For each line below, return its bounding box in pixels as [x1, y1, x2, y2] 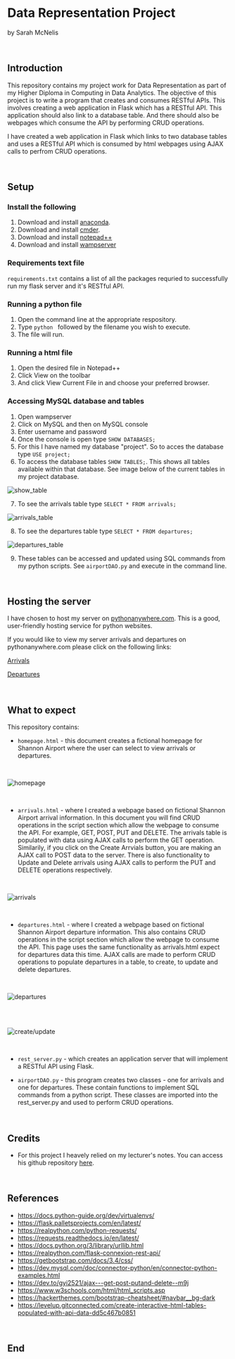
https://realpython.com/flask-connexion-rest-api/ [17, 1248, 160, 1257]
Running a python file [7, 299, 82, 309]
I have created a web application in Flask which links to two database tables [7, 132, 227, 140]
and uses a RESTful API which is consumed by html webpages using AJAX [7, 139, 224, 148]
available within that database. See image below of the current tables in [17, 465, 225, 473]
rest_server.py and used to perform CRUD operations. [17, 1098, 174, 1107]
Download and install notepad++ [17, 233, 113, 242]
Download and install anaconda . [17, 218, 111, 227]
